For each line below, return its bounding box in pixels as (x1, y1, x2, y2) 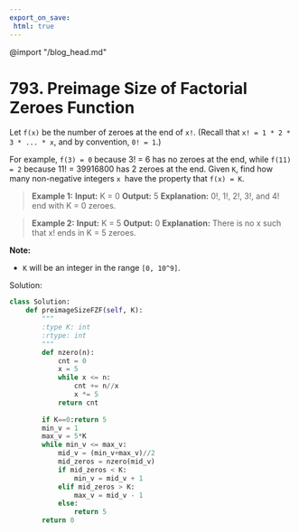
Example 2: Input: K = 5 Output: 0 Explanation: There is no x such (31, 218, 282, 229)
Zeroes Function (9, 97, 135, 117)
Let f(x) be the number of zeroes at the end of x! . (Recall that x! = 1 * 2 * (9, 127, 291, 138)
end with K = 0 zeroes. (31, 201, 117, 211)
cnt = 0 (57, 356, 88, 366)
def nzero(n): (42, 348, 95, 357)
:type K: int (42, 322, 91, 332)
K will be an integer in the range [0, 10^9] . (22, 263, 181, 274)
